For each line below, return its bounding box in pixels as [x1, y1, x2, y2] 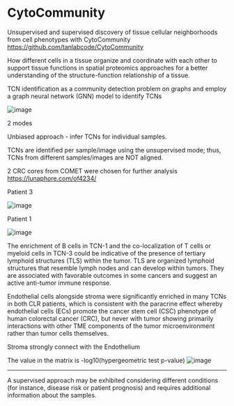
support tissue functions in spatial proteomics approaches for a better [7, 63, 208, 72]
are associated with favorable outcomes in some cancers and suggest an [7, 271, 217, 279]
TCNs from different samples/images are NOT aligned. [7, 153, 164, 162]
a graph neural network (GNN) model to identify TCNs [7, 92, 162, 100]
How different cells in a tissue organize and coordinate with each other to [7, 56, 218, 64]
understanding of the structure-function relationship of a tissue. [7, 71, 190, 79]
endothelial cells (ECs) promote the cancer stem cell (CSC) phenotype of [7, 306, 217, 315]
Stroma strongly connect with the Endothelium [7, 343, 141, 351]
